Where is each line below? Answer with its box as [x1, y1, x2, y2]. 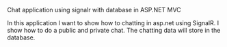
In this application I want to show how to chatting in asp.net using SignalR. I [7, 19, 219, 27]
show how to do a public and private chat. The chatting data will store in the [7, 27, 221, 34]
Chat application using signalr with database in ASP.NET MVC [7, 6, 181, 14]
